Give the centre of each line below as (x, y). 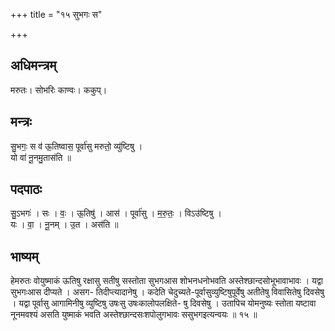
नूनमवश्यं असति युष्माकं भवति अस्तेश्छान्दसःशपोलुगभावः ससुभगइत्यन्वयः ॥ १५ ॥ (134, 315)
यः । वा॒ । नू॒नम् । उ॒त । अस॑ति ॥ (64, 225)
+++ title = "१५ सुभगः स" (56, 14)
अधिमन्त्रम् (33, 65)
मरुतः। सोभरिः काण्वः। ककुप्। (59, 90)
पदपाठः (26, 189)
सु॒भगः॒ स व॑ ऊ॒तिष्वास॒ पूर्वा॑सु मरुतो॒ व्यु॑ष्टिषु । (76, 146)
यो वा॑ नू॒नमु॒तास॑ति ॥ (41, 157)
